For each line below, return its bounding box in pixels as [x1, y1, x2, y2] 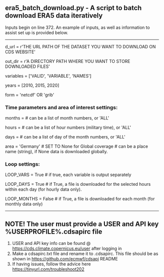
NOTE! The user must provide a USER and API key [5, 219, 159, 228]
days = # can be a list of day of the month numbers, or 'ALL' [5, 134, 125, 140]
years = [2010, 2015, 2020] [5, 82, 60, 88]
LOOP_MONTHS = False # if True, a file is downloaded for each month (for [5, 196, 155, 202]
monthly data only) [5, 201, 43, 207]
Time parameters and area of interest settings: [5, 104, 118, 111]
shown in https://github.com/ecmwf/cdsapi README [12, 256, 118, 262]
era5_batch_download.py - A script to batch [5, 4, 142, 12]
